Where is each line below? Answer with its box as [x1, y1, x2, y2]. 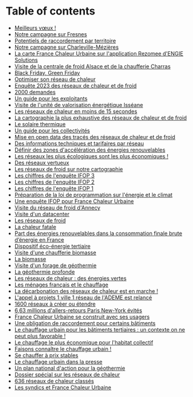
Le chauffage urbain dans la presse [14, 358, 103, 365]
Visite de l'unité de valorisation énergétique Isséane [14, 101, 144, 108]
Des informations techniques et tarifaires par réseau [14, 140, 144, 147]
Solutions [14, 56, 38, 63]
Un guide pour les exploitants [14, 95, 88, 102]
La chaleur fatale [14, 223, 57, 230]
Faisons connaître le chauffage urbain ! [14, 345, 112, 352]
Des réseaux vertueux [14, 159, 70, 166]
